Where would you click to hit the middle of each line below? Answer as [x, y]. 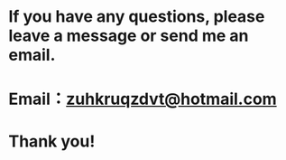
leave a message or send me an [129, 36]
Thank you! [52, 141]
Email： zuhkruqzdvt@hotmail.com [143, 99]
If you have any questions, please [137, 17]
